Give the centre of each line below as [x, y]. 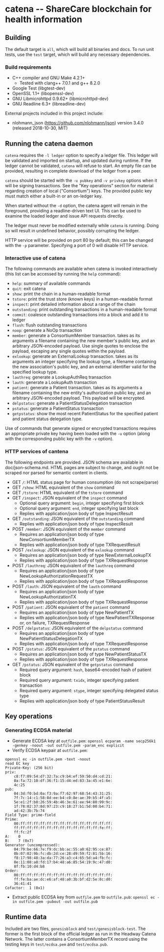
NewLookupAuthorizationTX [48, 597]
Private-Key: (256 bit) [29, 768]
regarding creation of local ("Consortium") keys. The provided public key [79, 191]
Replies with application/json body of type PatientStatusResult [82, 701]
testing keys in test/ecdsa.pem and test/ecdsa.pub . [57, 944]
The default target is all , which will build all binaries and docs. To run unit [80, 49]
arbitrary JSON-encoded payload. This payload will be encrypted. [79, 398]
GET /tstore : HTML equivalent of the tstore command [68, 492]
